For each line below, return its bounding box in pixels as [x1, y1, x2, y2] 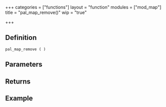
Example [5, 94, 33, 103]
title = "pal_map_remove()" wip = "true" [5, 9, 87, 15]
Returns [5, 77, 31, 86]
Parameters [5, 60, 43, 69]
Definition [5, 33, 37, 42]
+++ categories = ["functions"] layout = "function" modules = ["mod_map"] [5, 4, 161, 10]
